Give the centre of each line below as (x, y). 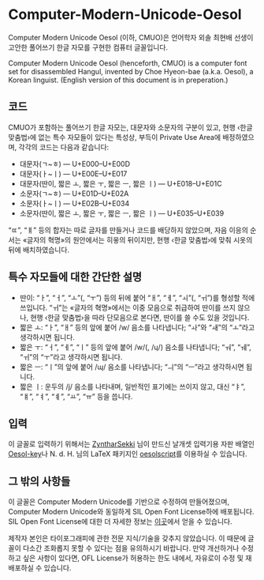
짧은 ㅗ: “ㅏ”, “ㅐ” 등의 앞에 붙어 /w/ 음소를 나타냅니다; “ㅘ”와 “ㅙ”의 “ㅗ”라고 (137, 327)
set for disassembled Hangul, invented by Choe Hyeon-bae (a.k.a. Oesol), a (131, 71)
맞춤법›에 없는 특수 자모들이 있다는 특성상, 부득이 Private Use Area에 (115, 137)
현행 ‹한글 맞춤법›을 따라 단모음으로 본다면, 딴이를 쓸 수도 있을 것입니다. (140, 317)
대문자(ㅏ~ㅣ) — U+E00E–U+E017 (73, 173)
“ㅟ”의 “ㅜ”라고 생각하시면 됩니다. (71, 356)
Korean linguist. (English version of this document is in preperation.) (118, 80)
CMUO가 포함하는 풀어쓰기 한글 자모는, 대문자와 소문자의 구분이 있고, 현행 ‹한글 (131, 127)
